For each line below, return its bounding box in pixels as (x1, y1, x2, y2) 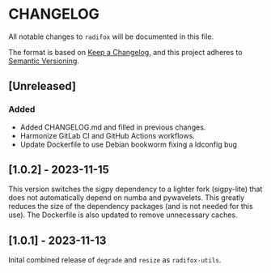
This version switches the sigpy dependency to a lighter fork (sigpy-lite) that (8, 184, 263, 194)
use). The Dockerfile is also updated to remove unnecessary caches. (8, 210, 238, 220)
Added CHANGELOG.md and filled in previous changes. (19, 122, 206, 132)
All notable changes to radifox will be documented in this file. (8, 32, 214, 41)
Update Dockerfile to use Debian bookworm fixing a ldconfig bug (19, 139, 237, 149)
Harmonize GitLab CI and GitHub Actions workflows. (19, 130, 196, 140)
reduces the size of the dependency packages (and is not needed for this (8, 202, 253, 211)
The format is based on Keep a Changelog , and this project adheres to (8, 47, 243, 57)
